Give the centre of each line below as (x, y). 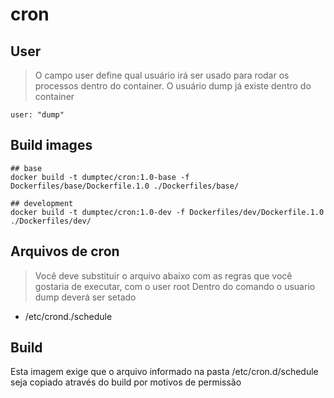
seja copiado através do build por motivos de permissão (126, 382)
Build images (51, 145)
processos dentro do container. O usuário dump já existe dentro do (173, 86)
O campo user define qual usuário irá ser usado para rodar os (162, 75)
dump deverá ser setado (85, 297)
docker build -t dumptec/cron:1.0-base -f (100, 177)
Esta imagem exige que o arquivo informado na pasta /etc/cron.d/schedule (164, 372)
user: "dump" (37, 115)
